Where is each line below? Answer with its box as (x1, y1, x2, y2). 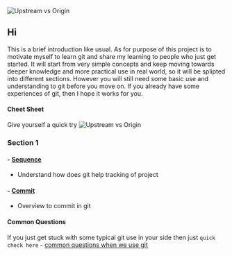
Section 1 (7, 137, 39, 147)
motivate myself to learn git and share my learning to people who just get (7, 52, 217, 60)
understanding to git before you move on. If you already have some (7, 82, 200, 90)
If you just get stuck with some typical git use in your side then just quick (7, 233, 215, 241)
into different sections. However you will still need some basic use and (7, 74, 208, 83)
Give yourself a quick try (7, 121, 78, 129)
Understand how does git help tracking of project (17, 171, 158, 179)
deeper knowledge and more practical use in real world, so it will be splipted (7, 67, 226, 76)
